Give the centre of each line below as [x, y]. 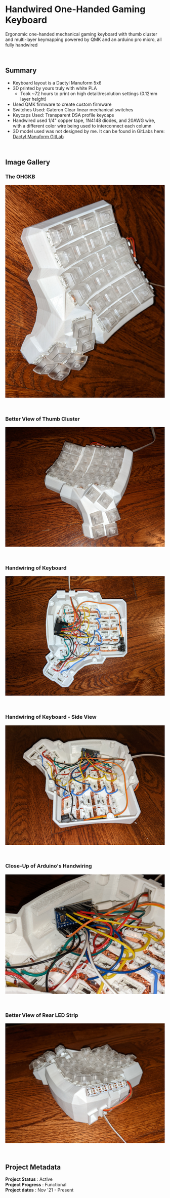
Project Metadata [33, 1167]
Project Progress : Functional [36, 1184]
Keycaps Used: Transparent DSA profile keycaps [63, 115]
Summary [21, 71]
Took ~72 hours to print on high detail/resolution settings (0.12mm [89, 93]
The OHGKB [20, 177]
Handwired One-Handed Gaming [75, 9]
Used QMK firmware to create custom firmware [62, 104]
